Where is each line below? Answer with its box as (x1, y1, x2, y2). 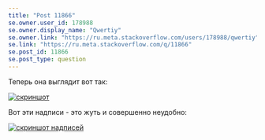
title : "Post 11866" (8, 11, 77, 20)
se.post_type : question (8, 56, 87, 64)
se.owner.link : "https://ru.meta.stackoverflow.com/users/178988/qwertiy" (8, 33, 259, 42)
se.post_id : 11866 (8, 48, 69, 56)
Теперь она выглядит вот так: (8, 76, 108, 87)
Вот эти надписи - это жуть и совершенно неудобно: (8, 107, 188, 116)
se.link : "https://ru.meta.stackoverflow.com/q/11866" (8, 41, 192, 49)
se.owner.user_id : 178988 (8, 19, 93, 27)
